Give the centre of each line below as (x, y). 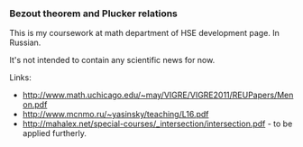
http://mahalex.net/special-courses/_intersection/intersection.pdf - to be (157, 124)
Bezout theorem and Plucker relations (94, 14)
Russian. (25, 42)
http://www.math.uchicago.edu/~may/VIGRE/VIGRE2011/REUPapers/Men (158, 95)
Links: (20, 78)
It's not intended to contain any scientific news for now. (112, 60)
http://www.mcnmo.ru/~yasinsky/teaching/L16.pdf (115, 115)
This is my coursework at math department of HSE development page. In (144, 33)
